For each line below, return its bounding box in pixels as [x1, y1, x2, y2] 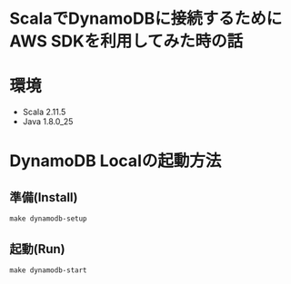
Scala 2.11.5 [22, 106, 66, 118]
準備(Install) [9, 190, 78, 205]
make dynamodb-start [9, 265, 88, 275]
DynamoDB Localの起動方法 [9, 151, 222, 171]
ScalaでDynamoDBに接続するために [9, 8, 283, 29]
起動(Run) [9, 241, 65, 257]
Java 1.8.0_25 [22, 116, 74, 127]
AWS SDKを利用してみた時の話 [9, 31, 244, 52]
